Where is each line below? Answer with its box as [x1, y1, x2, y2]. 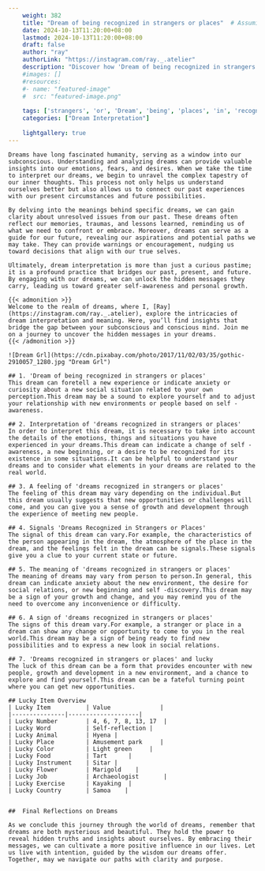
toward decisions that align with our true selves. [8, 247, 181, 255]
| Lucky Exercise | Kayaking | [8, 779, 132, 787]
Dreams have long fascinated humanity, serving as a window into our [8, 151, 242, 159]
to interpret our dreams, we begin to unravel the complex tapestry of [8, 171, 248, 179]
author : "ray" [22, 48, 69, 56]
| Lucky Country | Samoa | [8, 787, 129, 794]
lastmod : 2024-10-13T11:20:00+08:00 [22, 33, 144, 42]
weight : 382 [22, 11, 62, 20]
